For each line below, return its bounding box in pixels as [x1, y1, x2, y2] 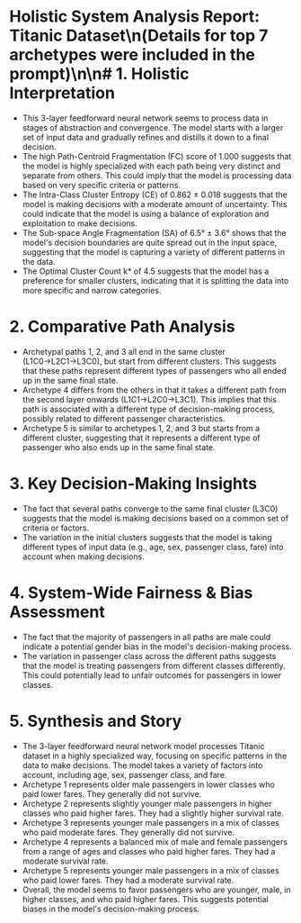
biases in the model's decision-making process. [22, 903, 200, 914]
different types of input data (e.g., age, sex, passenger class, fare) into [22, 541, 284, 552]
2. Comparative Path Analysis [9, 317, 235, 337]
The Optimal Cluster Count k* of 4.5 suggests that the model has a [22, 266, 270, 276]
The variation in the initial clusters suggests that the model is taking [22, 531, 272, 542]
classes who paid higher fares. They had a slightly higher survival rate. [22, 808, 285, 819]
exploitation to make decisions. [22, 218, 137, 229]
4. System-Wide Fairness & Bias [9, 583, 253, 602]
